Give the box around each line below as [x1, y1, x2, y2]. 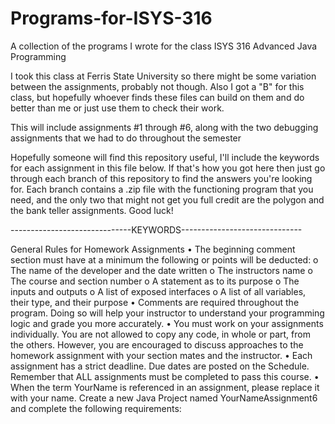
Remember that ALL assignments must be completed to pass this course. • [10, 370, 320, 382]
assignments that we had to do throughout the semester [10, 132, 242, 144]
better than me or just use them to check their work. [10, 102, 225, 114]
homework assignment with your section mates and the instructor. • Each [10, 349, 313, 361]
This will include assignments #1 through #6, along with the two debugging [10, 121, 319, 133]
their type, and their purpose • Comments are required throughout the [10, 296, 300, 308]
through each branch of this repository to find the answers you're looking [10, 172, 313, 184]
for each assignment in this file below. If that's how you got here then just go [10, 162, 326, 174]
